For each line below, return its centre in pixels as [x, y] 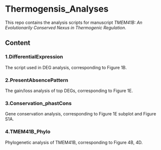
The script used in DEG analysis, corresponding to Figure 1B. [66, 67]
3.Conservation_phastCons [38, 103]
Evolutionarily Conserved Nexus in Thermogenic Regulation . [66, 27]
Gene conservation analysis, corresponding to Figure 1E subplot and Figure [80, 114]
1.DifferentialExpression [34, 57]
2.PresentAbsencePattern [37, 80]
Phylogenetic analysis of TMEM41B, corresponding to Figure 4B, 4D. [74, 142]
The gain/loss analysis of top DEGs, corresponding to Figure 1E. [69, 91]
